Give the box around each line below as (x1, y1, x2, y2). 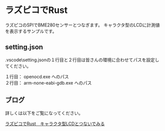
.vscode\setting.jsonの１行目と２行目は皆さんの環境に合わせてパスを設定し (5, 57, 160, 63)
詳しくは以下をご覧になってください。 (5, 110, 83, 116)
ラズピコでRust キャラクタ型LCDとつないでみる (5, 121, 105, 127)
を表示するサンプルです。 (5, 28, 57, 34)
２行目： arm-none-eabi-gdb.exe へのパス (5, 80, 92, 86)
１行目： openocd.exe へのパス (5, 73, 69, 80)
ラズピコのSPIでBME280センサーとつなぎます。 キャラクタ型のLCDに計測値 (5, 22, 160, 28)
